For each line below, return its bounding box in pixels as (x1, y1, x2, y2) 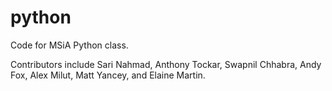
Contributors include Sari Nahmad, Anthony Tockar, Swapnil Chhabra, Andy (10, 58, 322, 70)
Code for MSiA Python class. (10, 39, 129, 51)
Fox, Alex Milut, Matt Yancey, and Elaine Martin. (10, 69, 206, 81)
